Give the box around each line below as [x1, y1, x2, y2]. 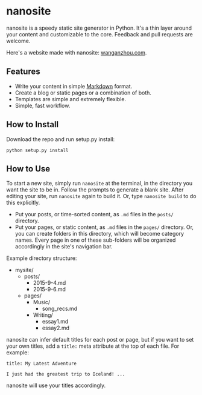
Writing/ [33, 311, 53, 319]
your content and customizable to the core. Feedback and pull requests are [6, 30, 193, 38]
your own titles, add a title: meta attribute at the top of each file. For [6, 342, 180, 350]
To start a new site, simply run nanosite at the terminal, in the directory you [6, 180, 193, 187]
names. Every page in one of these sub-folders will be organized [14, 236, 176, 244]
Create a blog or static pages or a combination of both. [14, 89, 152, 96]
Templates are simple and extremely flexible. [14, 95, 127, 102]
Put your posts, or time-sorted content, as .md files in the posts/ [14, 211, 174, 218]
